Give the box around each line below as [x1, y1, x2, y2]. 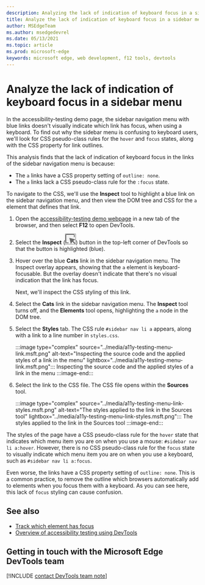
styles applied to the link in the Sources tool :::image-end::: [15, 419, 164, 427]
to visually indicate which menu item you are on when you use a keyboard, [6, 450, 194, 458]
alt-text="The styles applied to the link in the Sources [57, 406, 192, 413]
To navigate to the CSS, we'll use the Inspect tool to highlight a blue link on [6, 190, 195, 197]
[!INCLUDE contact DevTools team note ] [6, 572, 108, 579]
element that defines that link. [6, 203, 81, 211]
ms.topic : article [6, 42, 53, 48]
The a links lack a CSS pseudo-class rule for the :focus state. [15, 178, 170, 185]
